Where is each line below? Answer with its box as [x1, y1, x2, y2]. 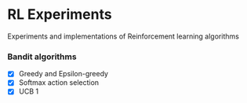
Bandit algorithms [7, 51, 77, 62]
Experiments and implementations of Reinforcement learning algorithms [7, 31, 240, 41]
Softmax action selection [18, 78, 100, 87]
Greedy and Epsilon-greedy [18, 69, 109, 79]
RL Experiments [7, 6, 112, 24]
